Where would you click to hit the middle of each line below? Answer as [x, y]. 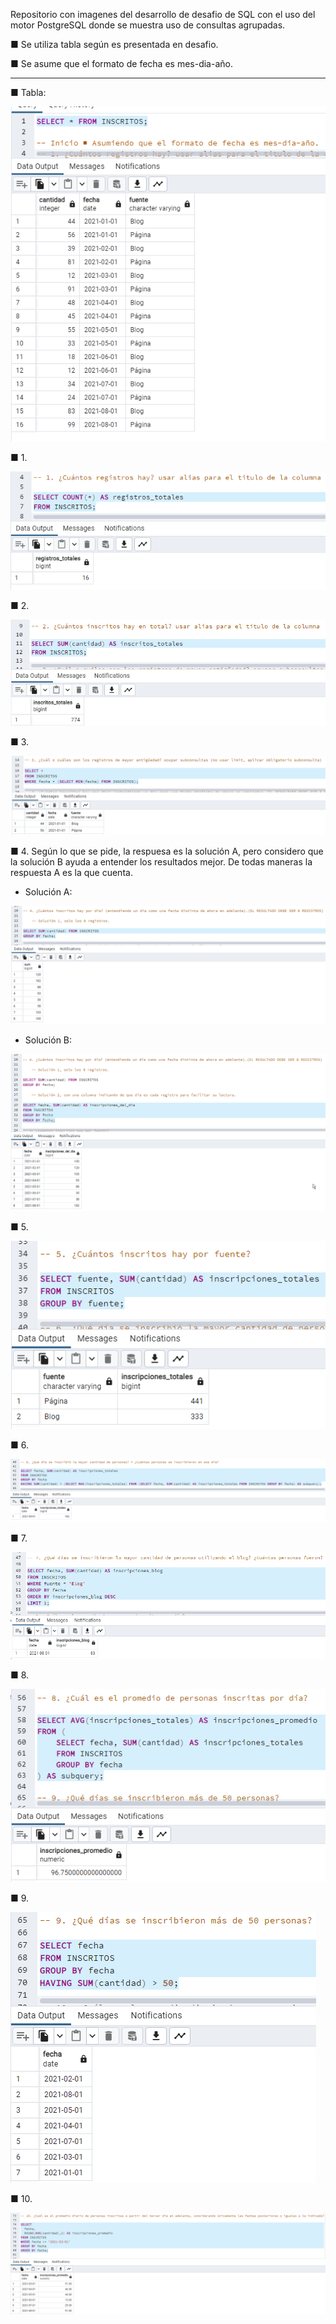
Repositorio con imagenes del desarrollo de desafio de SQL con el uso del [163, 14]
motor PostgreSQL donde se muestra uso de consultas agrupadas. [148, 25]
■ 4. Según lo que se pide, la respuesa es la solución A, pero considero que [167, 851]
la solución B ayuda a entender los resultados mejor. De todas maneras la [161, 862]
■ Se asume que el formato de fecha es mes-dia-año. [121, 63]
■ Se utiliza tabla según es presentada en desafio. [114, 44]
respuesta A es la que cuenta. [71, 873]
